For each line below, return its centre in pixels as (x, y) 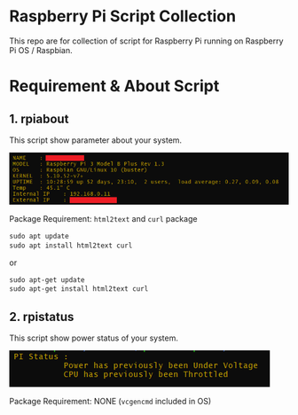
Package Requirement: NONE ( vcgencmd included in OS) (110, 402)
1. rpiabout (39, 118)
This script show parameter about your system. (96, 140)
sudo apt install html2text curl (71, 246)
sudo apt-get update (47, 280)
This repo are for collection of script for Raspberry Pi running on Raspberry (146, 41)
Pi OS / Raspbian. (41, 50)
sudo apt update (39, 236)
